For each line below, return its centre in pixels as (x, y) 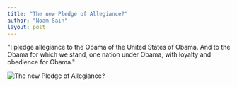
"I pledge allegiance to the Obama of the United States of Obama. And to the (119, 47)
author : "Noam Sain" (38, 21)
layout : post (27, 27)
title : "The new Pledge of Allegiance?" (68, 14)
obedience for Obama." (41, 62)
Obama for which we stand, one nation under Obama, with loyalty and (109, 54)
